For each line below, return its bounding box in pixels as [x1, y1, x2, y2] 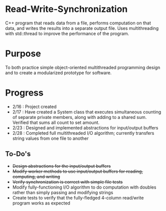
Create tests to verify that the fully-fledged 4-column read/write [12, 195, 144, 201]
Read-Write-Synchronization [5, 3, 128, 15]
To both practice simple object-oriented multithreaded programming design [5, 64, 161, 70]
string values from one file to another [12, 135, 89, 141]
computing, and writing [12, 173, 60, 180]
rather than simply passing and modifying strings [12, 189, 114, 195]
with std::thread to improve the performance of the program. [5, 30, 130, 36]
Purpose [5, 48, 41, 59]
